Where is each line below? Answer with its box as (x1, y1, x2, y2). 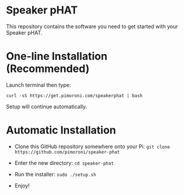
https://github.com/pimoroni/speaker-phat (14, 149, 120, 155)
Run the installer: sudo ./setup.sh (14, 170, 97, 177)
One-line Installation (6, 50, 108, 63)
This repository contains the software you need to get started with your (6, 23, 178, 30)
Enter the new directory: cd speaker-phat (14, 159, 114, 166)
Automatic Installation (6, 124, 116, 137)
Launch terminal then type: (6, 81, 71, 88)
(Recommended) (6, 62, 90, 76)
